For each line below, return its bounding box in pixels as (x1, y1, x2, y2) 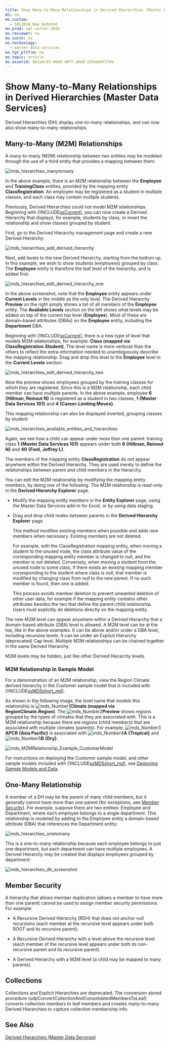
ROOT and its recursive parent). (12, 925, 79, 932)
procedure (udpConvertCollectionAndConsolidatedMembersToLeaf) (5, 995, 147, 1001)
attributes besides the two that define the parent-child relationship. (12, 601, 153, 607)
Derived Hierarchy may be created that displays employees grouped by (5, 852, 154, 858)
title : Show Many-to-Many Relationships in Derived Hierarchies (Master (5, 7, 162, 13)
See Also (5, 1021, 34, 1029)
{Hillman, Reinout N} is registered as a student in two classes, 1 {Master (5, 396, 157, 401)
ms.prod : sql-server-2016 (5, 26, 60, 31)
